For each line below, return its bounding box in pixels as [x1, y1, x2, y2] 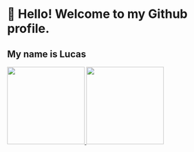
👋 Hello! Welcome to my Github [7, 6, 188, 22]
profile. [7, 21, 50, 36]
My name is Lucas [7, 48, 87, 60]
